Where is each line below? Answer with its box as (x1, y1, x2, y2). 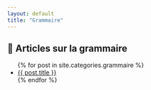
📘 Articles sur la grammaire (7, 43, 127, 54)
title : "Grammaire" (7, 17, 64, 24)
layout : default (7, 10, 54, 17)
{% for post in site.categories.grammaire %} (17, 61, 145, 70)
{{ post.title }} (17, 68, 57, 77)
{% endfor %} (17, 76, 58, 84)
